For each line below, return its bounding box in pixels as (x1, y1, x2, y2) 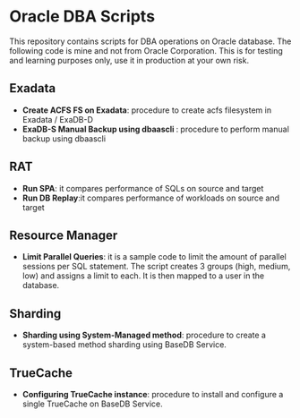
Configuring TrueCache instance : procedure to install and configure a (21, 389, 284, 399)
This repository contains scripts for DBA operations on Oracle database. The (9, 36, 292, 47)
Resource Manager (9, 227, 118, 243)
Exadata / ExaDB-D (21, 114, 94, 124)
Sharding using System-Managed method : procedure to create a (21, 329, 267, 341)
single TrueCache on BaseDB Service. (21, 398, 163, 409)
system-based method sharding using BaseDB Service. (21, 339, 227, 350)
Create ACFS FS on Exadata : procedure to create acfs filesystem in (21, 105, 271, 115)
